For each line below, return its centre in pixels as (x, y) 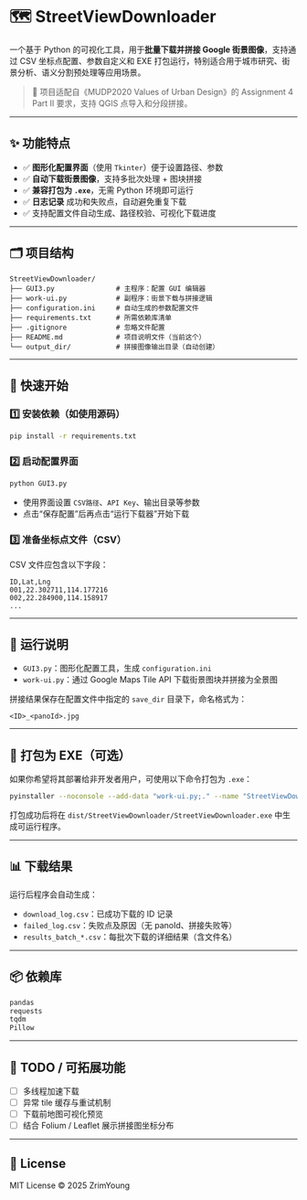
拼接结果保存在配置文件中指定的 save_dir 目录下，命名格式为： (128, 699)
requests (26, 1011)
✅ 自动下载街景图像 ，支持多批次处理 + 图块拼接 (112, 178)
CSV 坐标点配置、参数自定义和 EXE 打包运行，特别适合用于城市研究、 (151, 60)
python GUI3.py (38, 484)
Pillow (22, 1028)
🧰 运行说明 (39, 644)
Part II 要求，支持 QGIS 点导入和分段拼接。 (112, 103)
